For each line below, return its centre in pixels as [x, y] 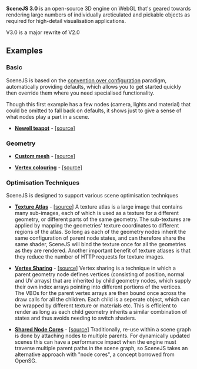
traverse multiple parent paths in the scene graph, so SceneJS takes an [101, 348]
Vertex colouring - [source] [48, 167]
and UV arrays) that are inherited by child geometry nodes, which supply [103, 281]
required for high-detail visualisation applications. [66, 21]
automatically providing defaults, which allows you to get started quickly [94, 86]
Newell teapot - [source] [45, 128]
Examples [24, 51]
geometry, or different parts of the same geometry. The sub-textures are [103, 219]
